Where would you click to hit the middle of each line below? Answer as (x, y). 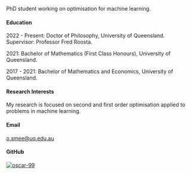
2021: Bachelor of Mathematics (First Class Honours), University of (89, 54)
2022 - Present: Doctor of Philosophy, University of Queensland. (86, 36)
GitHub (15, 152)
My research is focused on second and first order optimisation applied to (96, 105)
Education (19, 22)
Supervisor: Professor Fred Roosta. (49, 42)
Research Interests (30, 91)
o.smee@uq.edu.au (30, 138)
